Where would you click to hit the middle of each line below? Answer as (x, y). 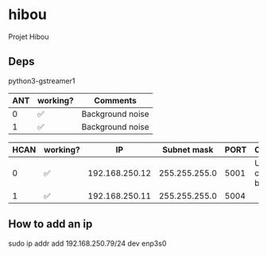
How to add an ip (50, 224)
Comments (115, 100)
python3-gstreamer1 (42, 80)
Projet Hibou (29, 37)
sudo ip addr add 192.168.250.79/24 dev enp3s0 (87, 243)
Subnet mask (188, 149)
